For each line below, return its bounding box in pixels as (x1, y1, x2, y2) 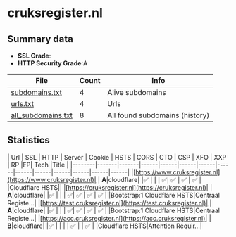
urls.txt (11, 99, 34, 108)
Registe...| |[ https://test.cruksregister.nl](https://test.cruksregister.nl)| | (7, 198, 213, 207)
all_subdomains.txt (11, 110, 73, 120)
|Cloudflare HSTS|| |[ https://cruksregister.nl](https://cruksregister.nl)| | (7, 183, 213, 191)
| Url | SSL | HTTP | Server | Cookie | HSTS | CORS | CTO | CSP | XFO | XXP (7, 153, 227, 161)
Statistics (7, 134, 51, 146)
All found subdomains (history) (107, 110, 210, 120)
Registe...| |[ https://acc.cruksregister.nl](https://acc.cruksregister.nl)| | (7, 214, 211, 222)
